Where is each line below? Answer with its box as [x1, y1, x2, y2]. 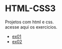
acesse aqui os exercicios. [5, 24, 58, 30]
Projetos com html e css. [5, 19, 54, 25]
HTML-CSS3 [5, 3, 56, 14]
